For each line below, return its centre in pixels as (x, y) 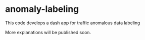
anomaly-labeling (42, 9)
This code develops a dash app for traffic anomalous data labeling (72, 23)
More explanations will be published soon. (48, 32)
